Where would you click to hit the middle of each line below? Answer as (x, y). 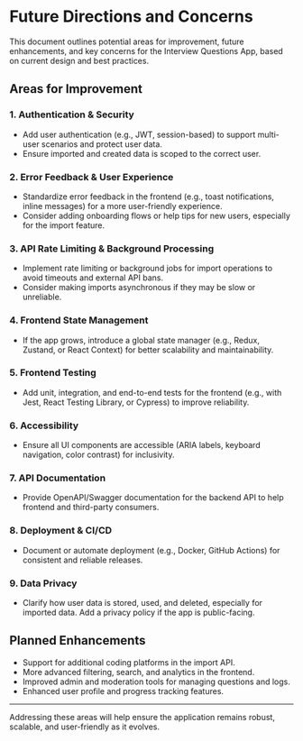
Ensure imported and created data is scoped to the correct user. (142, 153)
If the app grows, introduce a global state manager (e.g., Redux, (141, 340)
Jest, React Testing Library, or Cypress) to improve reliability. (136, 402)
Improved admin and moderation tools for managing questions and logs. (156, 682)
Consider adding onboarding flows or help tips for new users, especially (156, 215)
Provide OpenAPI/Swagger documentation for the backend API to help (153, 498)
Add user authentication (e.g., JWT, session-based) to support (139, 134)
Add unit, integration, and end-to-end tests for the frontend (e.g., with (152, 392)
